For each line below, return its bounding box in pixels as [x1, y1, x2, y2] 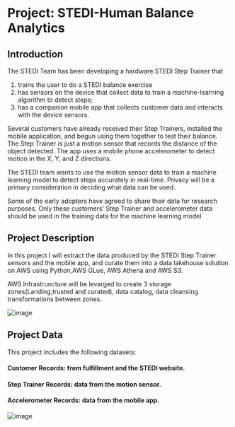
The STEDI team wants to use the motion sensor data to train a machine [7, 168, 217, 176]
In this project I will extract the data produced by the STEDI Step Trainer [7, 251, 217, 259]
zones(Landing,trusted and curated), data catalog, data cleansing [7, 287, 198, 296]
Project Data [7, 329, 64, 341]
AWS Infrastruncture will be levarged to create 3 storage [7, 279, 172, 288]
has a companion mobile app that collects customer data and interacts [17, 103, 223, 111]
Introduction [7, 48, 64, 60]
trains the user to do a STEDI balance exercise [17, 81, 153, 89]
